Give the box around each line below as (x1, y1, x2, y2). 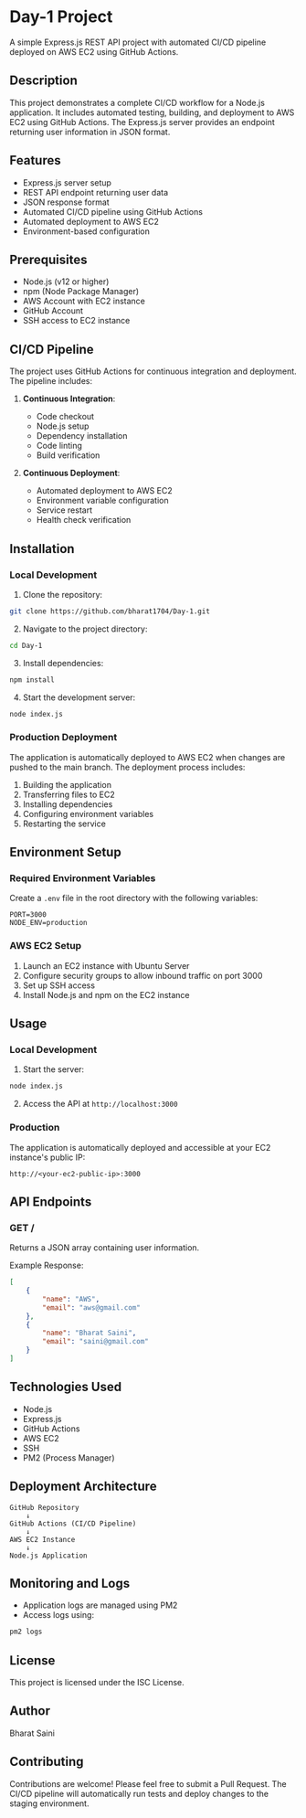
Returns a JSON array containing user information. (9, 1242, 200, 1253)
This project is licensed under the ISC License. (9, 1677, 185, 1688)
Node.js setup (36, 420, 90, 431)
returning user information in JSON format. (9, 126, 171, 137)
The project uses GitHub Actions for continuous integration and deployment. (9, 366, 297, 377)
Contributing (9, 1754, 84, 1770)
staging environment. (9, 1798, 90, 1809)
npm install (9, 675, 55, 685)
